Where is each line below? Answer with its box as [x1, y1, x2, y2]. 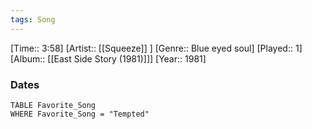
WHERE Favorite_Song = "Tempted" [10, 109, 150, 119]
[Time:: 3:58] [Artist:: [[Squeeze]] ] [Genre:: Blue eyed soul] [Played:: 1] [10, 42, 303, 54]
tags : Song [10, 14, 56, 25]
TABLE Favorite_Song [10, 100, 97, 110]
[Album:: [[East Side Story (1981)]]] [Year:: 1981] [10, 52, 207, 65]
